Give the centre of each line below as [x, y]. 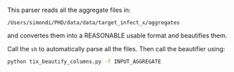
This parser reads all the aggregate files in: [69, 10]
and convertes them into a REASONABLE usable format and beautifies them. [117, 35]
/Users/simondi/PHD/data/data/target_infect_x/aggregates [94, 23]
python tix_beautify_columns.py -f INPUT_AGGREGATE [84, 62]
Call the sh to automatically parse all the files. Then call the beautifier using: [116, 49]
